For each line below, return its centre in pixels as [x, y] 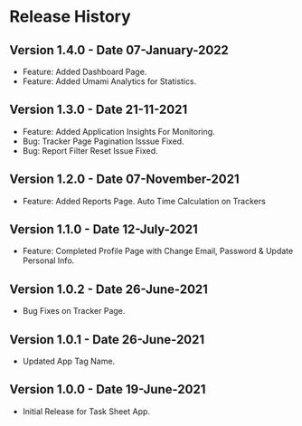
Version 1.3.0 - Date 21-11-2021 [99, 110]
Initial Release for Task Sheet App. [86, 411]
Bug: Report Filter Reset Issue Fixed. [90, 150]
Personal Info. [48, 260]
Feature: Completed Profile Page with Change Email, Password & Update [158, 251]
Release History [70, 17]
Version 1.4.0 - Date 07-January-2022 [119, 50]
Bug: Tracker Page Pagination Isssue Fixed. [103, 141]
